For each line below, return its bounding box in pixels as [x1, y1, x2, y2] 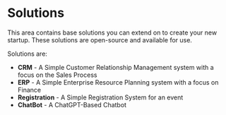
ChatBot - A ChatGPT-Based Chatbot [17, 100, 127, 109]
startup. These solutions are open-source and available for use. [7, 35, 193, 44]
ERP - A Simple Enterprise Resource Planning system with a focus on [17, 78, 219, 86]
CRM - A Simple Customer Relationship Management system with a [17, 63, 214, 71]
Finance [17, 85, 42, 94]
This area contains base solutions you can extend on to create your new [7, 28, 218, 37]
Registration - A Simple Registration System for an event [17, 93, 184, 102]
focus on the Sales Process [17, 71, 97, 79]
